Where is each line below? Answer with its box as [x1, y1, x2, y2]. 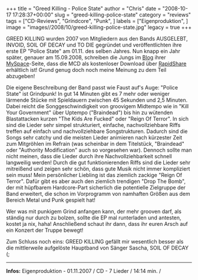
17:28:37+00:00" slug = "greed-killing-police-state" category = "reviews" [12, 11, 192, 18]
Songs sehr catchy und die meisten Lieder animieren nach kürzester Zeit [6, 134, 183, 141]
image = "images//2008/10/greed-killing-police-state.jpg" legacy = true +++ [6, 24, 192, 31]
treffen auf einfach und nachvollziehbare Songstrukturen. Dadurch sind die [6, 128, 188, 135]
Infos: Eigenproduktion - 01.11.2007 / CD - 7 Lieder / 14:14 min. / [6, 268, 161, 274]
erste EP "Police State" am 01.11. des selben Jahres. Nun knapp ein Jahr [6, 48, 181, 55]
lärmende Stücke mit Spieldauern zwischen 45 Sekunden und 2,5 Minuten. [6, 96, 188, 104]
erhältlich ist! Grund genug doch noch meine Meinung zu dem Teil [6, 66, 167, 73]
